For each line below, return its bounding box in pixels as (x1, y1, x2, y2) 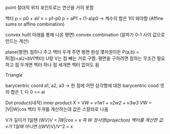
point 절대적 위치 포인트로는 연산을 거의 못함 (5, 5, 94, 10)
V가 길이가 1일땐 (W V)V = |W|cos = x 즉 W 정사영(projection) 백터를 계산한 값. (5, 117, 165, 123)
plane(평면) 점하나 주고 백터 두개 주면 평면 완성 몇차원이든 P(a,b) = (5, 49, 139, 55)
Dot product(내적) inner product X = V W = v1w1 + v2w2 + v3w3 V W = (5, 100, 152, 106)
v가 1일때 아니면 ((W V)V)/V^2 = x (5, 123, 73, 129)
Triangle (5, 72, 23, 78)
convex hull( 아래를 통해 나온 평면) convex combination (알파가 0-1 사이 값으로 (5, 32, 165, 37)
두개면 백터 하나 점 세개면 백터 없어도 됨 (20, 62, 100, 68)
